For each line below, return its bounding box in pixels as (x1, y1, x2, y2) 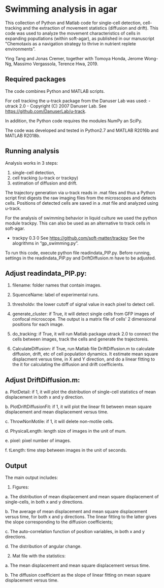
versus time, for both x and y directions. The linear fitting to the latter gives (5, 514, 157, 519)
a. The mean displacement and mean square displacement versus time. (5, 562, 150, 568)
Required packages (5, 75, 66, 83)
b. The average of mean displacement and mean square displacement (5, 509, 148, 514)
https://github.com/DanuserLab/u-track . (5, 108, 87, 114)
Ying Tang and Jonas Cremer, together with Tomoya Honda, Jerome (5, 55, 143, 61)
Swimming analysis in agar (5, 3, 117, 15)
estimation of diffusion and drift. (12, 180, 78, 186)
